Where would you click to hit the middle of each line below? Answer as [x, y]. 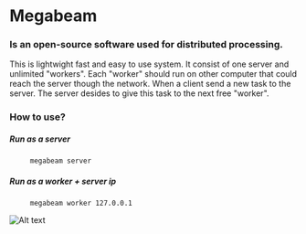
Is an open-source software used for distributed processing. [146, 45]
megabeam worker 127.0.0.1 [81, 203]
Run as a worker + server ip [63, 181]
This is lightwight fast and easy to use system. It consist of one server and [149, 64]
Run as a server [40, 139]
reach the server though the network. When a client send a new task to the [150, 84]
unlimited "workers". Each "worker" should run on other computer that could [153, 74]
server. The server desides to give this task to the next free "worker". [139, 93]
